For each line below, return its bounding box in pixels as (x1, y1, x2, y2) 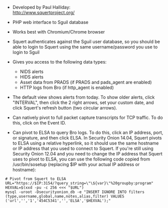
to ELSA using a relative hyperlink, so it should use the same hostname (12, 140, 159, 146)
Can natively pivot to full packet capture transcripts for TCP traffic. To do (12, 114, 163, 120)
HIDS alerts (20, 74, 44, 79)
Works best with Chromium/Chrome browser (12, 29, 105, 34)
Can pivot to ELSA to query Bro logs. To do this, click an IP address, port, (12, 129, 163, 135)
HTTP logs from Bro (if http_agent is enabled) (20, 84, 114, 90)
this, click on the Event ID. (12, 120, 66, 125)
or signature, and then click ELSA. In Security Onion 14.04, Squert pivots (12, 135, 162, 140)
